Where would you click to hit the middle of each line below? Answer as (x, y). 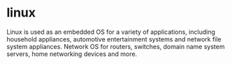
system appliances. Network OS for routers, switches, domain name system (116, 46)
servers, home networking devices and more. (72, 54)
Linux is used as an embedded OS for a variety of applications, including (111, 32)
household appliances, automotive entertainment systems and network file (114, 39)
